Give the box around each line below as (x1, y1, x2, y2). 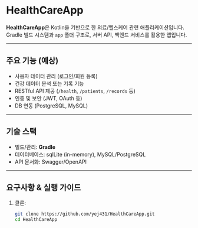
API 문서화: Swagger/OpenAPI (14, 158, 87, 165)
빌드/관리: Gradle (14, 143, 56, 151)
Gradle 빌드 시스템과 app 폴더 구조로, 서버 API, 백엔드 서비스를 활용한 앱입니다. (6, 31, 187, 38)
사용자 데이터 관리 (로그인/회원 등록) (14, 72, 98, 80)
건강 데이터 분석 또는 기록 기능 (14, 80, 84, 87)
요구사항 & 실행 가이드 (6, 183, 81, 193)
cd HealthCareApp (14, 217, 58, 223)
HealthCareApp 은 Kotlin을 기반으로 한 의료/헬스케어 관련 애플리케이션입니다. (6, 24, 184, 31)
